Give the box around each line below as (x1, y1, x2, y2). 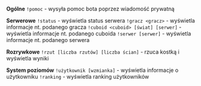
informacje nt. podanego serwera (6, 37, 90, 43)
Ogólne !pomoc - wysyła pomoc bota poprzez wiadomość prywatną (6, 5, 175, 12)
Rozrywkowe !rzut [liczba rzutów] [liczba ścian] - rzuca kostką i (6, 48, 180, 56)
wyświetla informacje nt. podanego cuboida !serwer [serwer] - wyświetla (6, 30, 191, 37)
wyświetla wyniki (6, 55, 49, 62)
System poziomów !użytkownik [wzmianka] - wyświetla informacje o (6, 66, 179, 74)
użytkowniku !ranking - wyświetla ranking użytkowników (6, 73, 149, 80)
